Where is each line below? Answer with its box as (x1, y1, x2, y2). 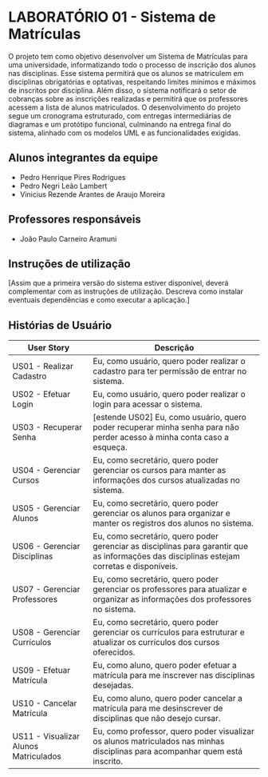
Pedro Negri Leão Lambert (19, 181, 108, 190)
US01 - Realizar (12, 361, 74, 372)
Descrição (154, 342, 195, 354)
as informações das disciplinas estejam (93, 551, 241, 562)
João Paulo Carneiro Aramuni (19, 234, 117, 243)
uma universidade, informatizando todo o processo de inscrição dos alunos (8, 60, 257, 70)
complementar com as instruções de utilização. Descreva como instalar (8, 286, 243, 296)
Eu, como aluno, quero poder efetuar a (93, 660, 237, 671)
